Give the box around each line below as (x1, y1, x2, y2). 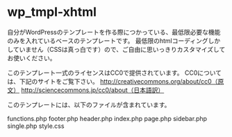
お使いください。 (7, 53, 56, 62)
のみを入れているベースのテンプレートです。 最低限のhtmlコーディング (7, 36, 208, 45)
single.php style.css (7, 122, 65, 130)
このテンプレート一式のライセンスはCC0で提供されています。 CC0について (7, 68, 222, 77)
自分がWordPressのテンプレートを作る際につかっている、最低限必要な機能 (7, 28, 221, 36)
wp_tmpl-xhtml (7, 4, 97, 20)
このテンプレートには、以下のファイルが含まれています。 (7, 100, 171, 109)
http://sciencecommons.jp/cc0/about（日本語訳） (20, 86, 165, 94)
